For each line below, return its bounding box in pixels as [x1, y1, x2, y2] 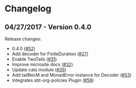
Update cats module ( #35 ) [11, 67, 66, 73]
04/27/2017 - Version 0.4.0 [4, 23, 91, 31]
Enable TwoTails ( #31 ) [11, 56, 57, 62]
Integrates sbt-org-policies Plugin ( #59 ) [11, 78, 94, 83]
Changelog [4, 3, 51, 14]
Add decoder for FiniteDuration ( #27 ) [11, 51, 88, 57]
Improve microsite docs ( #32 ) [11, 62, 73, 67]
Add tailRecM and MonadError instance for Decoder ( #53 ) [11, 72, 132, 78]
